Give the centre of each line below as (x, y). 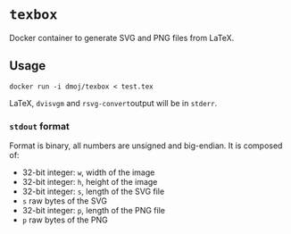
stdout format (39, 126)
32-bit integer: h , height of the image (90, 182)
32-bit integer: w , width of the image (88, 172)
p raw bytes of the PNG (65, 220)
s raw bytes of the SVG (64, 201)
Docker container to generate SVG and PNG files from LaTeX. (122, 38)
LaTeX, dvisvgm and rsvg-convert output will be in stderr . (113, 103)
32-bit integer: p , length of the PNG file (93, 211)
